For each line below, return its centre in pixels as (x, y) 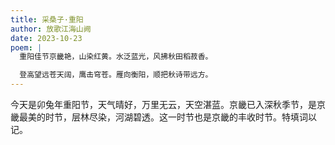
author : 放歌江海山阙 (51, 29)
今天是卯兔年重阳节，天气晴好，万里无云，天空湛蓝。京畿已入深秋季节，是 (163, 104)
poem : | (26, 47)
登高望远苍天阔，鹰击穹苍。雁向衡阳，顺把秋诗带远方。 (116, 75)
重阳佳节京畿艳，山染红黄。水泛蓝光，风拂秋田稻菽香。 (116, 57)
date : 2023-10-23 (46, 38)
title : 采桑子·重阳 (47, 19)
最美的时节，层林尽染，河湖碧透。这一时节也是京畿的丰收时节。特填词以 (167, 117)
